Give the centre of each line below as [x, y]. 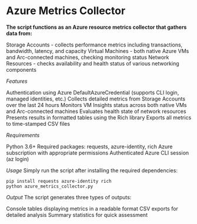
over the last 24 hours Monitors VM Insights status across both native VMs [96, 105]
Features [17, 81]
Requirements [23, 135]
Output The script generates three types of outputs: [69, 197]
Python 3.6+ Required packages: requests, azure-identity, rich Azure [89, 146]
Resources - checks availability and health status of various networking [93, 63]
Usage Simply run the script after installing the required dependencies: [92, 170]
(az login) [18, 159]
